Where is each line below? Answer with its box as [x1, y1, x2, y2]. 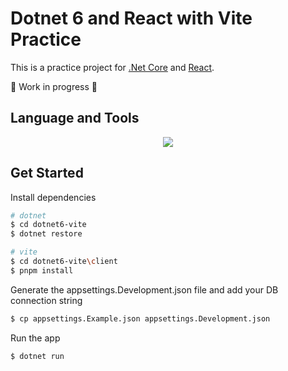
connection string [10, 294, 83, 306]
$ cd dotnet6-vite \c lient [10, 257, 118, 267]
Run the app [10, 332, 61, 344]
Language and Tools [10, 110, 140, 127]
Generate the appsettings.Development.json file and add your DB [10, 283, 279, 296]
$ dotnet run [10, 351, 65, 361]
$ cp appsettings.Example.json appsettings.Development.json [10, 313, 271, 324]
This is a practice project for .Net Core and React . [10, 61, 215, 73]
